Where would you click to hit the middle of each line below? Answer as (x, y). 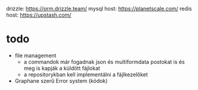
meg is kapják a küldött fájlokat (62, 68)
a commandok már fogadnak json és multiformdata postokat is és (104, 61)
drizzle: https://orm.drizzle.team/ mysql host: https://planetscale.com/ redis (99, 9)
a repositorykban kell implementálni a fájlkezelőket (86, 75)
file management (35, 55)
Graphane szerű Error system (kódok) (61, 80)
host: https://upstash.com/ (39, 15)
